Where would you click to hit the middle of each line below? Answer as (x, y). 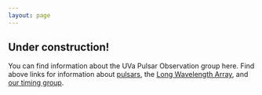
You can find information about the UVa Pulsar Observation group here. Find (131, 66)
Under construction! (59, 47)
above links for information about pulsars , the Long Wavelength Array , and (128, 75)
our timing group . (36, 82)
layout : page (29, 15)
